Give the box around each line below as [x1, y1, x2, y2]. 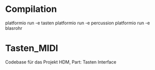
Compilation [5, 3, 57, 15]
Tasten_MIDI [5, 43, 58, 54]
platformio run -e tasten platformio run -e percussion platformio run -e [5, 20, 150, 26]
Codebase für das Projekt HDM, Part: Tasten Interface [5, 59, 116, 65]
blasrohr [5, 25, 22, 31]
